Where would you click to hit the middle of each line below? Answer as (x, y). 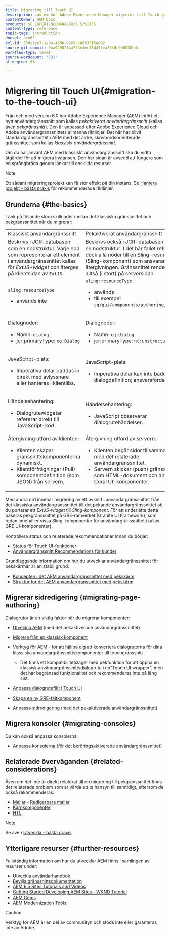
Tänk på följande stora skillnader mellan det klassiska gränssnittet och (78, 216)
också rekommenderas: (30, 792)
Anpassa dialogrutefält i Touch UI (47, 688)
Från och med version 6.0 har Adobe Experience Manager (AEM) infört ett (82, 116)
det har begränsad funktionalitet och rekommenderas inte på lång (89, 673)
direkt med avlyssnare (43, 377)
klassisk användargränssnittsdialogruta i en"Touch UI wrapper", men (92, 667)
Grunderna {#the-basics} (46, 204)
